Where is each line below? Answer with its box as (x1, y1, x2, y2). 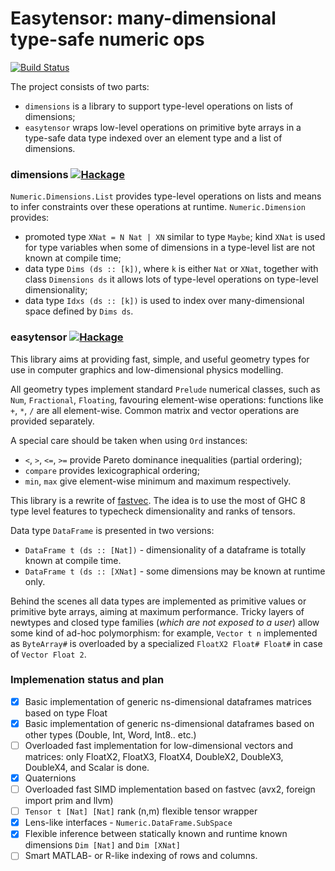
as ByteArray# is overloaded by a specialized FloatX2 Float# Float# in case (10, 637, 323, 649)
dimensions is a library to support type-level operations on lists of (24, 100, 294, 112)
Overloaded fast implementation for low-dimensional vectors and (24, 739, 294, 751)
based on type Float (24, 707, 108, 719)
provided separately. (10, 415, 95, 427)
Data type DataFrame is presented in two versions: (10, 524, 215, 536)
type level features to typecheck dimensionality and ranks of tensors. (10, 505, 296, 517)
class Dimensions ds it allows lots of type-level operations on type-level (24, 273, 319, 286)
